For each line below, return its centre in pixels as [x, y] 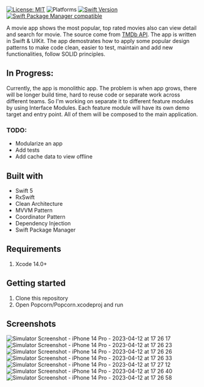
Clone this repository [42, 298]
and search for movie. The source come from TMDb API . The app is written [101, 34]
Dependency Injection [43, 223]
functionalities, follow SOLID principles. [56, 54]
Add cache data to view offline [54, 157]
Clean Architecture [39, 203]
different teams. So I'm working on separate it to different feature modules [100, 101]
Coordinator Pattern [40, 217]
